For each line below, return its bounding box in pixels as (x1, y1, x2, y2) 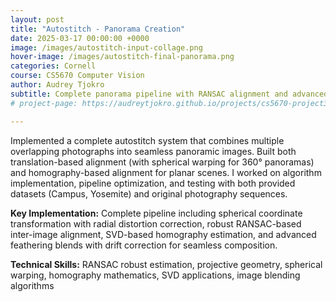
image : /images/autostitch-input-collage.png (10, 42, 203, 53)
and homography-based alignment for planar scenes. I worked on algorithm (10, 166, 322, 178)
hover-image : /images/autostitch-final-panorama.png (10, 52, 235, 62)
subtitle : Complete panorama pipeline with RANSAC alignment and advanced (10, 89, 329, 99)
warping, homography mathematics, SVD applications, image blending (10, 269, 301, 281)
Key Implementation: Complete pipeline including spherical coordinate (10, 207, 303, 219)
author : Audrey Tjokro (10, 80, 105, 90)
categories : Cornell (10, 61, 97, 71)
